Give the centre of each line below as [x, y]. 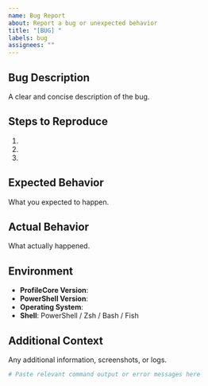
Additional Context [56, 340]
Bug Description [49, 78]
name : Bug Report [37, 16]
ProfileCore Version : [54, 290]
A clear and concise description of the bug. [79, 96]
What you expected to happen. [59, 202]
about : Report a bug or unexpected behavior [83, 23]
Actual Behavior [49, 226]
